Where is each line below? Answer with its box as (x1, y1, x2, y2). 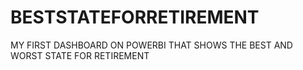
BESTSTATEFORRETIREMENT (10, 6, 260, 29)
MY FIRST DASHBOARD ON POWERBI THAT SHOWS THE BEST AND (10, 39, 293, 51)
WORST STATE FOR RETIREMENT (10, 49, 150, 61)
